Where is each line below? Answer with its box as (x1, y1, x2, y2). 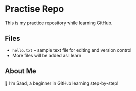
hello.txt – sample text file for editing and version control (12, 47, 132, 53)
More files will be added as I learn (12, 52, 82, 58)
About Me (5, 67, 36, 75)
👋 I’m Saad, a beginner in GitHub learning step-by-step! (5, 80, 119, 86)
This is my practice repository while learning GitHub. (5, 20, 113, 26)
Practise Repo (5, 3, 64, 15)
